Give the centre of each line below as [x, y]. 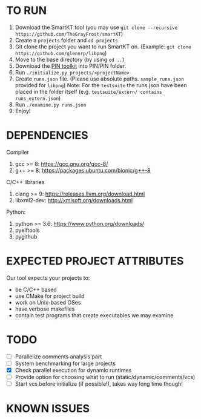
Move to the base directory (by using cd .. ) [70, 59]
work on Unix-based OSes [48, 302]
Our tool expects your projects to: [48, 278]
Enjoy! [23, 111]
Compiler [18, 152]
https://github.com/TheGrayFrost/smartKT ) [69, 33]
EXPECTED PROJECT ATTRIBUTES [95, 261]
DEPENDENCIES [48, 135]
